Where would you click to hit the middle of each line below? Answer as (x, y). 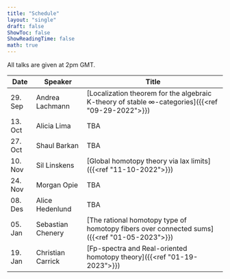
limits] (201, 161)
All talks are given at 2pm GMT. (51, 65)
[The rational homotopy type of (137, 220)
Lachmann (53, 106)
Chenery (50, 233)
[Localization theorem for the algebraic (149, 93)
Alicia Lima (53, 126)
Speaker (58, 82)
